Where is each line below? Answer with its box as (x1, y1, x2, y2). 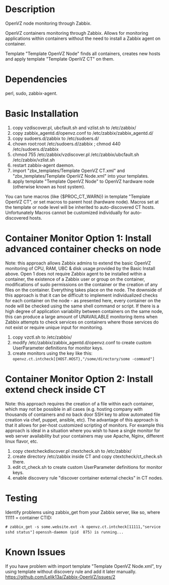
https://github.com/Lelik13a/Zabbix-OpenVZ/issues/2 (5, 574, 116, 580)
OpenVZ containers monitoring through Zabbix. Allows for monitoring (5, 30, 148, 36)
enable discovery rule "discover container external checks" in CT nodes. (12, 474, 163, 481)
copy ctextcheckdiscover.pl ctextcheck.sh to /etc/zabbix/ (12, 448, 132, 454)
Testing (5, 492, 38, 504)
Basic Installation (5, 108, 79, 120)
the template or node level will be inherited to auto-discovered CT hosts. (5, 204, 155, 210)
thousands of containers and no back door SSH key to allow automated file (5, 411, 160, 417)
